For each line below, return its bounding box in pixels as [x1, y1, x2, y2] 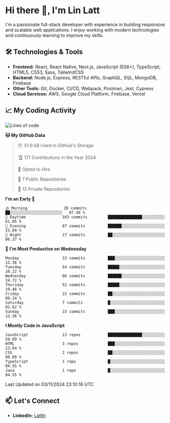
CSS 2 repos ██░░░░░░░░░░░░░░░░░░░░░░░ [5, 350, 165, 355]
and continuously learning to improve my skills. [5, 32, 104, 38]
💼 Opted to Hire [17, 166, 51, 172]
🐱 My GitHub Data [5, 132, 46, 138]
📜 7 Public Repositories [17, 176, 67, 182]
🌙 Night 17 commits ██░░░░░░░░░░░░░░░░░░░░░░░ [5, 232, 165, 237]
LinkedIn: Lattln [12, 412, 46, 419]
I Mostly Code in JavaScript [5, 322, 65, 328]
